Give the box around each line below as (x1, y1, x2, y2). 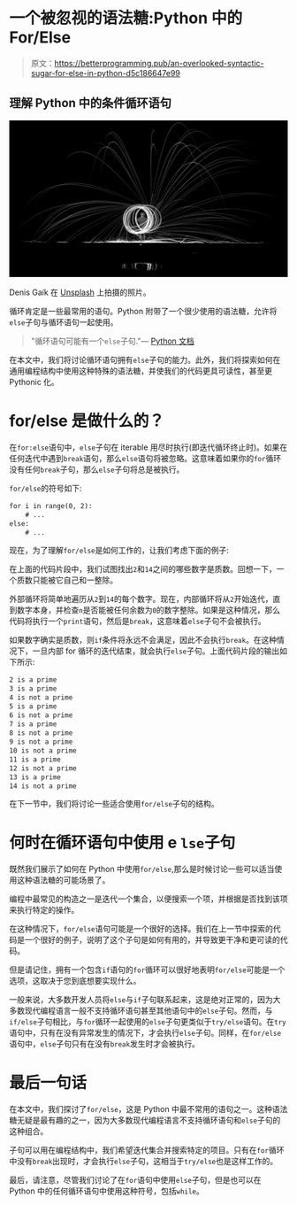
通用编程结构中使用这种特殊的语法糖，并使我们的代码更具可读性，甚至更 (9, 366, 272, 376)
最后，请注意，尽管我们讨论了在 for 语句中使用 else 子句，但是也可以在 (9, 1175, 263, 1186)
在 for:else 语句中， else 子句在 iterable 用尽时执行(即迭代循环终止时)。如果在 (9, 442, 288, 452)
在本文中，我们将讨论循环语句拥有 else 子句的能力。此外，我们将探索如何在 (9, 355, 281, 366)
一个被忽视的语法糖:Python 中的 (9, 8, 243, 28)
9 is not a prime (9, 738, 73, 746)
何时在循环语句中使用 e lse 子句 (9, 833, 236, 853)
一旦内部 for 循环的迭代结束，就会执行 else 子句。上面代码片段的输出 (32, 645, 280, 656)
